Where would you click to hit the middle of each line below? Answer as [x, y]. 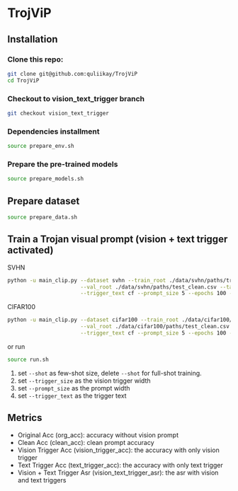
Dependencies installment [53, 131]
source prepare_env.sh [41, 146]
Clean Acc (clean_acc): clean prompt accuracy [86, 442]
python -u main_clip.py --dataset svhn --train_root [87, 280]
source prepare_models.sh [45, 179]
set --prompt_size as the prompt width [74, 388]
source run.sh [28, 359]
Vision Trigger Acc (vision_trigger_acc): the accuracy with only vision [118, 450]
